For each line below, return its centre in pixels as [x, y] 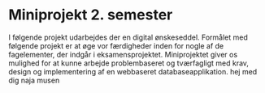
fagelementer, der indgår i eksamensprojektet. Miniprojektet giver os [123, 54]
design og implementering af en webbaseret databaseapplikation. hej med [133, 71]
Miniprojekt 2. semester [91, 15]
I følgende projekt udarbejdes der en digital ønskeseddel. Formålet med [128, 37]
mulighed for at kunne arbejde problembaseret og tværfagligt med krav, [129, 63]
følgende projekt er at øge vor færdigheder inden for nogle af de [116, 45]
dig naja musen [34, 80]
